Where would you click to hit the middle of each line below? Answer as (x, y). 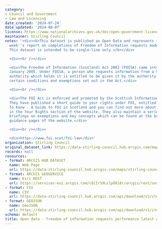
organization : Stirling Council (37, 143)
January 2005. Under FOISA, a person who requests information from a (82, 72)
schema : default (21, 215)
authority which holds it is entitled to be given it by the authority (83, 76)
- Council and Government (31, 14)
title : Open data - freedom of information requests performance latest (80, 219)
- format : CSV (19, 187)
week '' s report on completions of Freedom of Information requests (79, 45)
